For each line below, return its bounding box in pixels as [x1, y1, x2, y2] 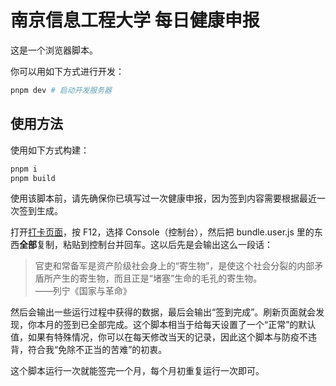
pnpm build [10, 173, 56, 183]
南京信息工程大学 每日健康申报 [10, 9, 260, 32]
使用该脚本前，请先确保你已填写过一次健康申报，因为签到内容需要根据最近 [10, 192, 317, 205]
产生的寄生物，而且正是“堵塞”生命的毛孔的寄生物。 [52, 272, 263, 285]
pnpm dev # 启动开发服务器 [10, 85, 112, 95]
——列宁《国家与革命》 [34, 285, 132, 297]
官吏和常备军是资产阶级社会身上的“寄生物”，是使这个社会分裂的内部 [34, 260, 315, 272]
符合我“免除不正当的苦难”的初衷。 [27, 344, 168, 356]
